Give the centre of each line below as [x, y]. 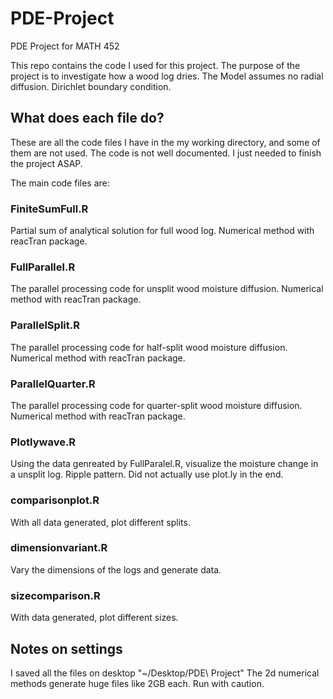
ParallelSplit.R [45, 325]
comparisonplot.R [55, 500]
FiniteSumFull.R [49, 209]
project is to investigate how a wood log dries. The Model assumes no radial [167, 76]
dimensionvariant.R [59, 548]
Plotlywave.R [43, 442]
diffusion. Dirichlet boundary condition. [91, 86]
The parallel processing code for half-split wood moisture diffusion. [149, 347]
